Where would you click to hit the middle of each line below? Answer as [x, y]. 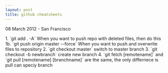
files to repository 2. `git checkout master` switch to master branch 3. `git [81, 49]
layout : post [19, 10]
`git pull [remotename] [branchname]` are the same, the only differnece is [82, 59]
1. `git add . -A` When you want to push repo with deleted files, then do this [83, 38]
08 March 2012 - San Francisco [38, 28]
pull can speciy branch [29, 65]
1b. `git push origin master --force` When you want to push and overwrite [81, 43]
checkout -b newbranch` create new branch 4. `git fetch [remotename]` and [84, 54]
